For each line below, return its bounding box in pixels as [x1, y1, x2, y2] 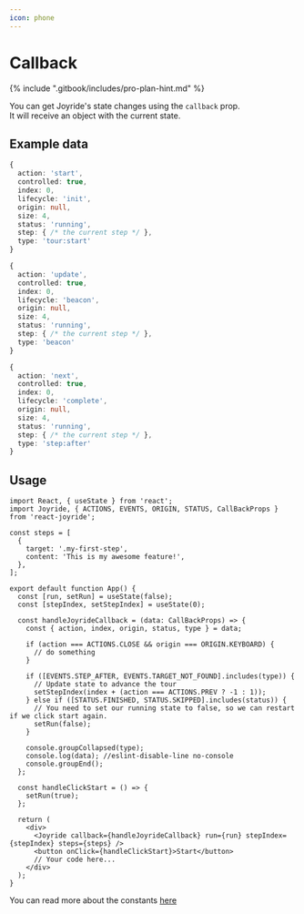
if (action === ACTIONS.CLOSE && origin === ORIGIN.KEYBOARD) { [25, 640, 275, 649]
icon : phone [9, 13, 55, 23]
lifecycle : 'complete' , [17, 397, 107, 406]
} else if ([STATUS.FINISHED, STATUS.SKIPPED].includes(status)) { [25, 696, 287, 706]
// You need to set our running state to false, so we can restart [33, 704, 296, 713]
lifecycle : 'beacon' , [17, 295, 100, 305]
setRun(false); [33, 720, 92, 729]
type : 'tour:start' [17, 237, 92, 246]
